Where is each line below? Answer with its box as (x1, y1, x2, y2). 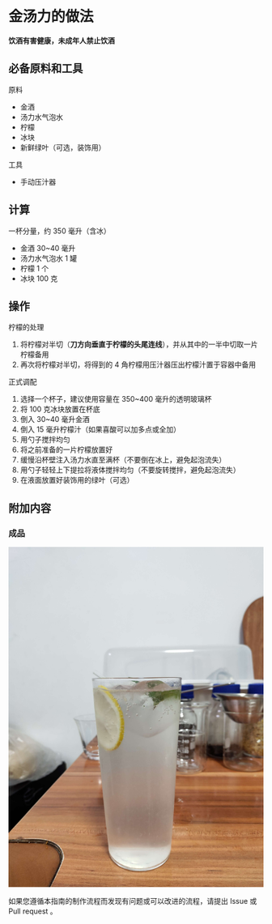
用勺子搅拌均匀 (19, 435, 70, 445)
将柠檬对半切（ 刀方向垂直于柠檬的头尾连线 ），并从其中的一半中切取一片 (19, 339, 258, 349)
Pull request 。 (8, 906, 58, 916)
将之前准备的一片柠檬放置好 (19, 445, 113, 454)
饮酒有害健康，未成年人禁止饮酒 (8, 36, 115, 45)
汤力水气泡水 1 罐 (19, 253, 78, 263)
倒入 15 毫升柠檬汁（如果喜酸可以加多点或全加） (19, 424, 181, 434)
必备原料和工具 (8, 62, 83, 75)
